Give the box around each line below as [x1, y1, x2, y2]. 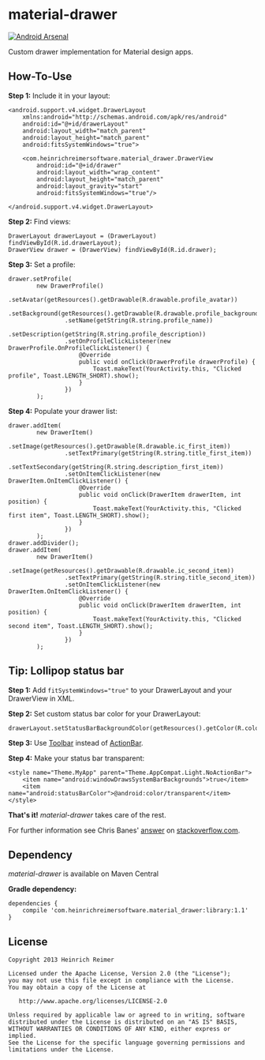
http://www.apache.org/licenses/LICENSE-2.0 [18, 998, 168, 1005]
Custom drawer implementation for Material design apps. [8, 47, 193, 56]
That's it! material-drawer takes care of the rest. [8, 810, 167, 819]
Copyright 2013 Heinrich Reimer [8, 956, 114, 964]
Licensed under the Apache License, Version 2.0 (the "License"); [8, 970, 231, 978]
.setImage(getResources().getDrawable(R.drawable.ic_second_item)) [8, 566, 235, 574]
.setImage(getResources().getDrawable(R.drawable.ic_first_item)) [8, 442, 231, 450]
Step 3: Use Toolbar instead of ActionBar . [8, 738, 144, 747]
